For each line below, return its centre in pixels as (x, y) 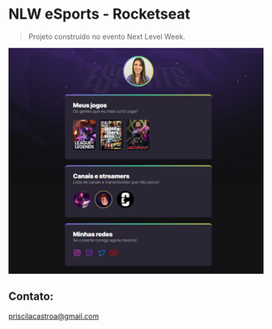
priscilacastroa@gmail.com (54, 316)
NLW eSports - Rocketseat (99, 14)
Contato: (31, 297)
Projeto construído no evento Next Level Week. (107, 36)
